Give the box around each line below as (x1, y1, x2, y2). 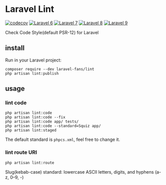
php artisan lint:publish (5, 71, 59, 76)
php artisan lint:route (5, 160, 55, 165)
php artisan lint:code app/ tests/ (5, 119, 79, 124)
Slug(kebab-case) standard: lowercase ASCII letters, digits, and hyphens (5, 169, 154, 175)
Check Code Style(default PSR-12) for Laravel (5, 29, 99, 35)
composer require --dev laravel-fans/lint (5, 66, 94, 71)
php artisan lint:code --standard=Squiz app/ (5, 123, 101, 128)
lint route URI (5, 149, 37, 156)
